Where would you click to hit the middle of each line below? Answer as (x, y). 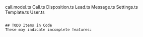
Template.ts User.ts (25, 12)
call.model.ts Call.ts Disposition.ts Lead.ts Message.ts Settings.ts (71, 7)
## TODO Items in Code (29, 25)
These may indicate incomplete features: (49, 30)
